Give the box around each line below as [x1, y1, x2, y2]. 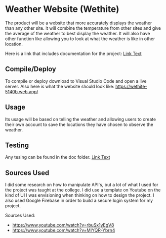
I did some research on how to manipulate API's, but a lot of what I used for [5, 182, 159, 188]
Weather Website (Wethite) [5, 3, 120, 15]
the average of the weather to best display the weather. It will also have [5, 30, 150, 36]
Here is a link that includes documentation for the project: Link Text [5, 51, 142, 57]
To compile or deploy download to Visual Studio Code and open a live [5, 78, 147, 84]
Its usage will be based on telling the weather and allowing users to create [5, 116, 156, 122]
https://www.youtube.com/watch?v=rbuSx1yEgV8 [12, 222, 115, 228]
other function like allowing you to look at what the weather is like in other [5, 36, 155, 42]
